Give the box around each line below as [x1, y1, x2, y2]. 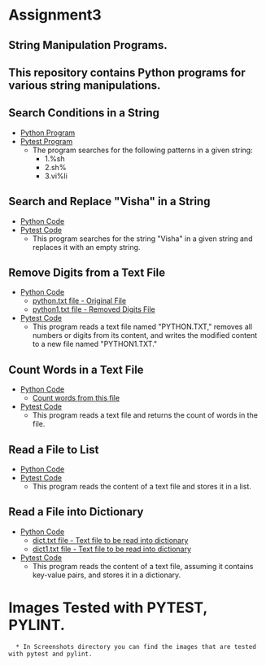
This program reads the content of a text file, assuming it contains [32, 561, 254, 571]
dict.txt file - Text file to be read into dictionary [32, 535, 189, 545]
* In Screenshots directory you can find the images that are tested [15, 642, 256, 651]
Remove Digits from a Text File [8, 265, 165, 279]
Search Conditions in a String [8, 106, 160, 120]
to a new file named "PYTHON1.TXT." [32, 340, 158, 349]
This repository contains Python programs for [8, 65, 246, 79]
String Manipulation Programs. [8, 38, 168, 52]
